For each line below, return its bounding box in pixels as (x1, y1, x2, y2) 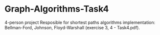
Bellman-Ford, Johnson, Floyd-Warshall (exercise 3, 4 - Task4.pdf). (4, 24, 140, 30)
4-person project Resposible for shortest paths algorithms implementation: (4, 19, 156, 25)
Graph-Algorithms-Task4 (4, 3, 109, 15)
